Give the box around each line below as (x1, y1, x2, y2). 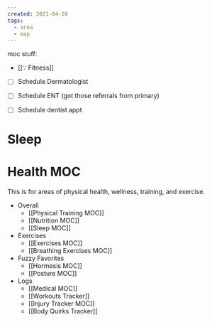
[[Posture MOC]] (28, 269, 77, 277)
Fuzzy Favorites (17, 254, 65, 262)
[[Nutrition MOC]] (28, 216, 80, 225)
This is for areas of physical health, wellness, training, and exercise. (7, 187, 206, 195)
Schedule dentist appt (17, 106, 83, 114)
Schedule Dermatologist (17, 77, 89, 86)
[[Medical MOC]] (28, 284, 78, 292)
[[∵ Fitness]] (17, 63, 55, 72)
